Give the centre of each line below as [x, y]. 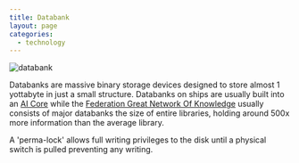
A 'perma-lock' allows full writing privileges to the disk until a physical [138, 140]
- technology [42, 42]
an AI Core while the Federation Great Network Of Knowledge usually [137, 104]
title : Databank [39, 17]
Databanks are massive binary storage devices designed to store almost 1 [145, 85]
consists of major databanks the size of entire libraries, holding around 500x [149, 113]
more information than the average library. [87, 123]
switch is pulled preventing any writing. [81, 150]
